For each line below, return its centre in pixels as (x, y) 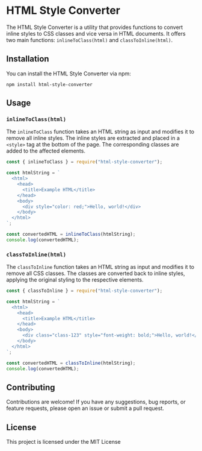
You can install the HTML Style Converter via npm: (69, 74)
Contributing (31, 387)
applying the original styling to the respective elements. (75, 280)
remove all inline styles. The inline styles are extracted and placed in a (93, 138)
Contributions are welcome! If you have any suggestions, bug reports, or (96, 402)
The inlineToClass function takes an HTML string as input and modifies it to (100, 132)
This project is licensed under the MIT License (64, 442)
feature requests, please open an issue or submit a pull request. (85, 408)
